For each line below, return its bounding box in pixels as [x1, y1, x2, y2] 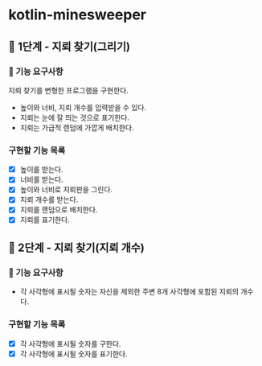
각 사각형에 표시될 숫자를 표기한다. [19, 348, 128, 359]
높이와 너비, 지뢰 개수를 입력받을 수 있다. [19, 102, 147, 112]
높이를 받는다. [19, 165, 64, 175]
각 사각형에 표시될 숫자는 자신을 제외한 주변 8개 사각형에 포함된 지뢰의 [19, 287, 239, 297]
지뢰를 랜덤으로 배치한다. [19, 205, 98, 215]
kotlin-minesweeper [8, 6, 147, 24]
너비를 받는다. [19, 175, 64, 184]
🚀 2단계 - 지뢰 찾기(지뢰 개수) [8, 241, 145, 254]
